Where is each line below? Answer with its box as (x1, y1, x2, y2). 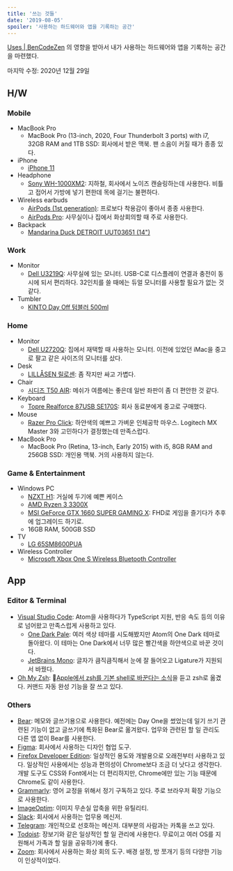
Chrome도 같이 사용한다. (17, 778, 86, 786)
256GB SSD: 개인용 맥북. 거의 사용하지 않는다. (27, 450, 154, 458)
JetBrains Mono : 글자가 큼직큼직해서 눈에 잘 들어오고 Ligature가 (27, 656, 204, 664)
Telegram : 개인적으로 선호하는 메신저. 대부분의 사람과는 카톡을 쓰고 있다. (17, 821, 215, 829)
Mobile (7, 108, 31, 118)
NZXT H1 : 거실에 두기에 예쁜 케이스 (27, 492, 124, 500)
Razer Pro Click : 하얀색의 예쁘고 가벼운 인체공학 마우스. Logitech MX (27, 418, 218, 426)
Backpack (17, 221, 47, 229)
